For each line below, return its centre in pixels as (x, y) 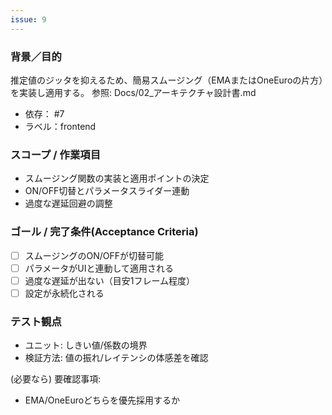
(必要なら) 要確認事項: (56, 379)
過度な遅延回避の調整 (68, 203)
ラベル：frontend (60, 126)
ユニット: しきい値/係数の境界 (86, 345)
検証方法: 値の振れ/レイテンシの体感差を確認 (116, 358)
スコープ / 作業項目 (55, 154)
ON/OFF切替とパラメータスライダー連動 (107, 191)
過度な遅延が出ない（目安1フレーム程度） (110, 280)
